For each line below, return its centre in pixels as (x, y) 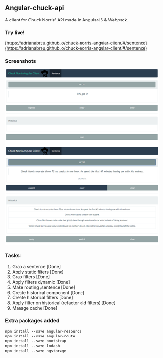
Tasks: (13, 256)
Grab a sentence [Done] (36, 266)
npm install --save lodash (32, 346)
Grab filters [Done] (31, 277)
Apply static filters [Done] (38, 272)
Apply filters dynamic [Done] (41, 282)
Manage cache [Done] (35, 308)
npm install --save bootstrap (36, 341)
